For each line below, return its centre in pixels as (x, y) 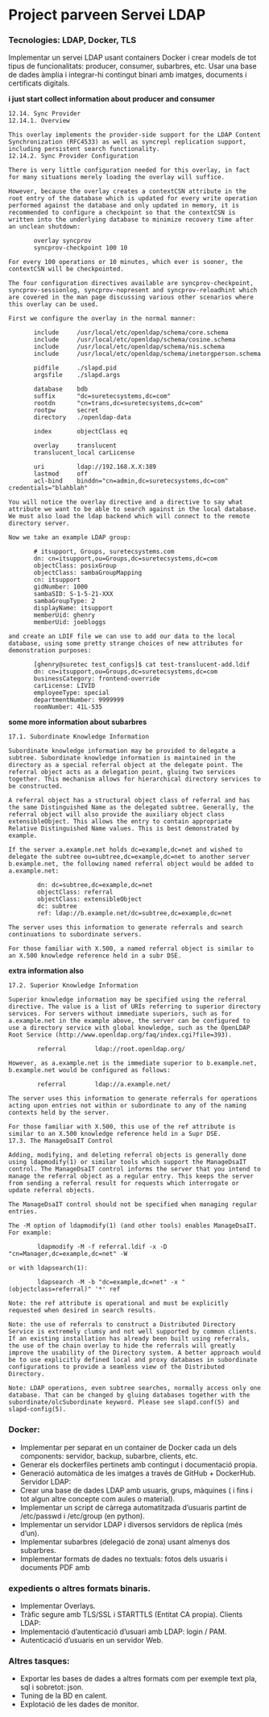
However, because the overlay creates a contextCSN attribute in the (128, 191)
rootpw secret (66, 410)
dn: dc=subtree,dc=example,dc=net (95, 886)
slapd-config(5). (37, 1409)
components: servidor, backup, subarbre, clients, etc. (109, 1455)
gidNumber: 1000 (61, 587)
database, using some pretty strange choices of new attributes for (126, 643)
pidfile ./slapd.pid (75, 368)
